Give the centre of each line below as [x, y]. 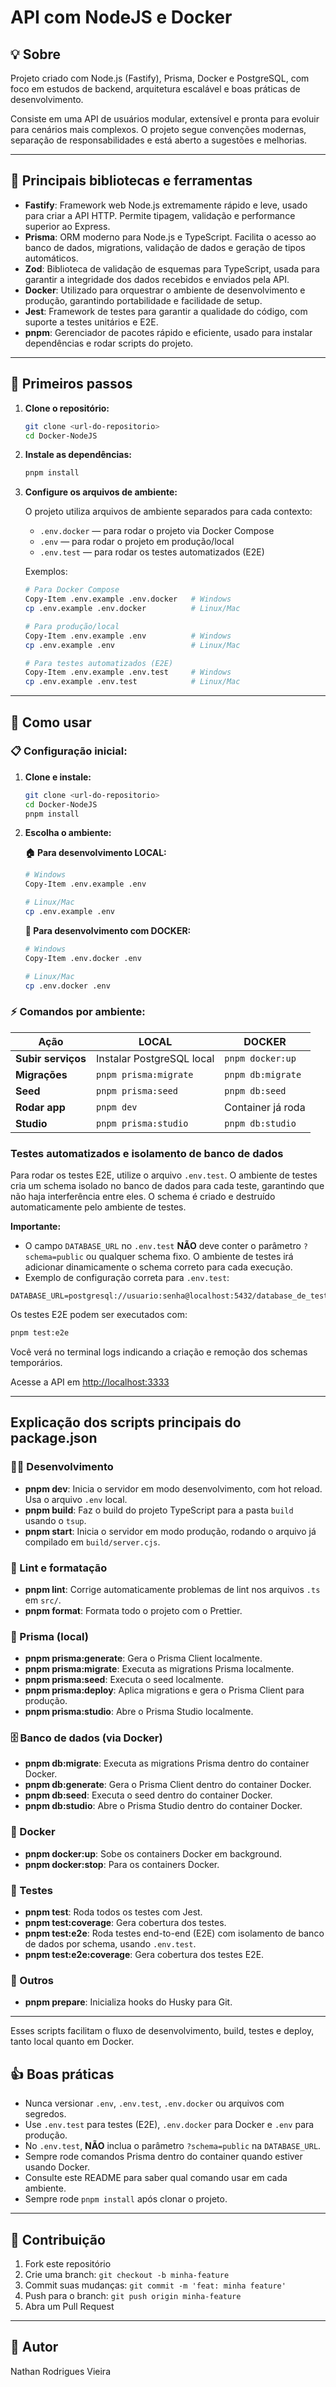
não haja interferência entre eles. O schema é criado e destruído [143, 1197]
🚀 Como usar [51, 722]
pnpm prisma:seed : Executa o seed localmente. [124, 1680]
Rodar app [40, 1107]
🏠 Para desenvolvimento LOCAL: [95, 853]
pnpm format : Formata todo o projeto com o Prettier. [133, 1610]
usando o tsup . [55, 1520]
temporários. [36, 1362]
